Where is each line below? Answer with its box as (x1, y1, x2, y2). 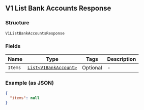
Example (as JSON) (5, 79, 54, 86)
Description (107, 55, 136, 62)
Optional (82, 64, 103, 71)
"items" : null (10, 96, 40, 101)
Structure (5, 19, 30, 26)
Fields (5, 43, 21, 50)
